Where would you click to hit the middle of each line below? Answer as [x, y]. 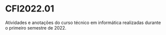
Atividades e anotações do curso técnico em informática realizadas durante [83, 22]
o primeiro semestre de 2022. [36, 27]
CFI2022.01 [30, 9]
